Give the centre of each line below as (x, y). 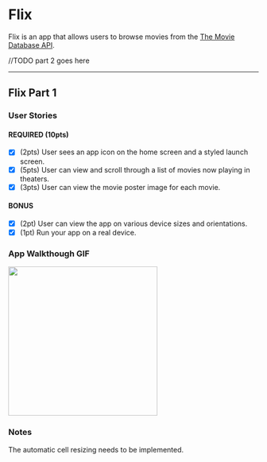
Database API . (31, 45)
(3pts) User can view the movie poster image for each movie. (120, 187)
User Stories (33, 115)
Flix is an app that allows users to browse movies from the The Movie (122, 37)
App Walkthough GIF (49, 254)
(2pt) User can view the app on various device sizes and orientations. (133, 223)
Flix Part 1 (33, 93)
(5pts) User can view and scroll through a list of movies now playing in (135, 169)
